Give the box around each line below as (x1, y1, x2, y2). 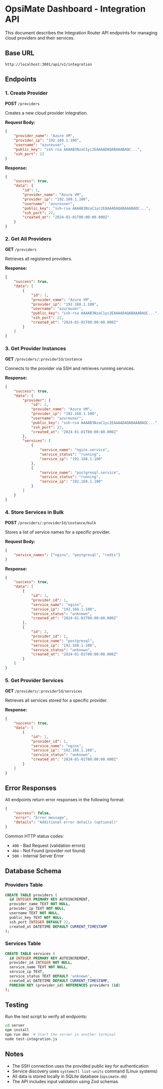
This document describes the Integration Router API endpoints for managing (5, 30, 158, 35)
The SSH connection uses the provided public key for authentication (12, 1063, 149, 1069)
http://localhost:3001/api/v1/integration (5, 62, 92, 67)
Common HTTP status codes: (5, 833, 64, 839)
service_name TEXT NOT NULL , (9, 965, 68, 970)
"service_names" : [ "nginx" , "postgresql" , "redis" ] (14, 553, 120, 557)
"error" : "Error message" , (14, 815, 68, 820)
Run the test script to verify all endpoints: (5, 1014, 87, 1020)
